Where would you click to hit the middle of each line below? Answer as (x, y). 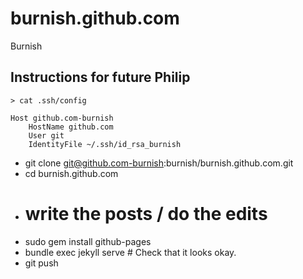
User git (46, 135)
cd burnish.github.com (71, 173)
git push (41, 263)
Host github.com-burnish (62, 118)
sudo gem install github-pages (88, 241)
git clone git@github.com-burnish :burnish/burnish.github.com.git (159, 163)
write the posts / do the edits (146, 213)
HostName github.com (71, 127)
